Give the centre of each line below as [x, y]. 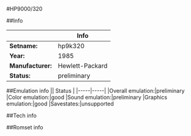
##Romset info [25, 127]
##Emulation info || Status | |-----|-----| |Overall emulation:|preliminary [95, 91]
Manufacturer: [31, 66]
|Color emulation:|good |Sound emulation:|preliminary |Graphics [87, 97]
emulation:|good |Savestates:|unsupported [60, 104]
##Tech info [21, 116]
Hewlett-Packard [83, 66]
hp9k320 [71, 46]
